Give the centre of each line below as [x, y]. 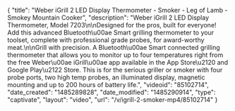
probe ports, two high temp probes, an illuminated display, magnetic [106, 77]
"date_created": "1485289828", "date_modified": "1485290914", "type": [112, 92]
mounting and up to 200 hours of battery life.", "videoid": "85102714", [108, 85]
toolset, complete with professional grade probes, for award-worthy [106, 40]
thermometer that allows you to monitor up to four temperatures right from [115, 55]
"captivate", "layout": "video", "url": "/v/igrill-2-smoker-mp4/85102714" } [113, 100]
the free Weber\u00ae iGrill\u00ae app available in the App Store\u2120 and [118, 62]
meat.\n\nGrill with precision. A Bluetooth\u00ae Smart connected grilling [114, 47]
